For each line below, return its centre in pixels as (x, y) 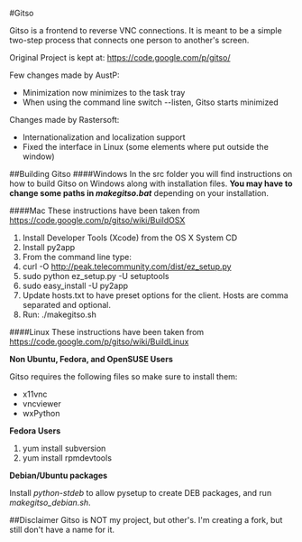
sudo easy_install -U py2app (75, 285)
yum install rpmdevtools (67, 458)
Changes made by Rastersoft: (64, 120)
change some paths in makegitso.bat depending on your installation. (139, 193)
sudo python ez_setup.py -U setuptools (96, 276)
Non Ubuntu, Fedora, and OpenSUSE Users (91, 359)
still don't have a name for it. (62, 529)
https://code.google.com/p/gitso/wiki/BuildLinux (99, 341)
